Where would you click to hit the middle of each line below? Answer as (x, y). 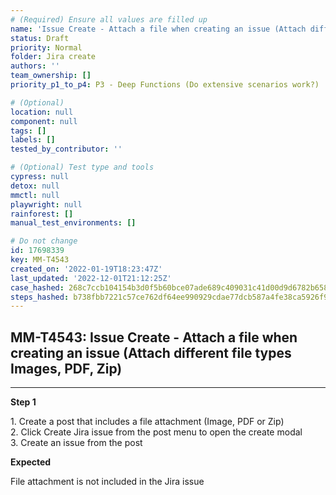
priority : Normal (46, 47)
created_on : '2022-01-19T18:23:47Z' (86, 269)
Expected (31, 462)
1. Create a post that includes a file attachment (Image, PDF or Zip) (147, 422)
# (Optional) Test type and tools (82, 167)
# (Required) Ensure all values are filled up (109, 19)
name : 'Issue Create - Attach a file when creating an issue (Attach (158, 29)
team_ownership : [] (51, 76)
